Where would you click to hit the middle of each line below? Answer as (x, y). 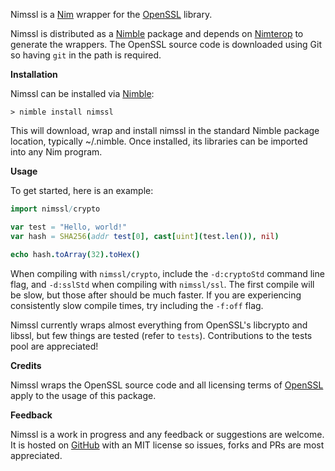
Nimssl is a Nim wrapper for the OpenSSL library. (111, 14)
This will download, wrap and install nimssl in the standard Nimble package (165, 130)
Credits (26, 365)
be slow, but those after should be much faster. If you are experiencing (156, 295)
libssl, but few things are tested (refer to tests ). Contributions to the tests (161, 335)
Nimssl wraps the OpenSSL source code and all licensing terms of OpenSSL (167, 385)
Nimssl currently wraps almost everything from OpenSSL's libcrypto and (159, 325)
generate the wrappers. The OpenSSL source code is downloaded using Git (166, 44)
